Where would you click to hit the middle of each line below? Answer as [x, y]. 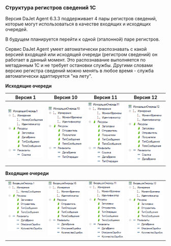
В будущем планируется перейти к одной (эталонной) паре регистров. [83, 39]
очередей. [17, 29]
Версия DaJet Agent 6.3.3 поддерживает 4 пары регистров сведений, [81, 19]
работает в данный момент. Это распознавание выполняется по [76, 60]
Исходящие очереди [28, 86]
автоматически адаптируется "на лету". [49, 76]
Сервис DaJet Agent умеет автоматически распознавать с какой [76, 49]
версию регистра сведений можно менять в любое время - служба [80, 71]
